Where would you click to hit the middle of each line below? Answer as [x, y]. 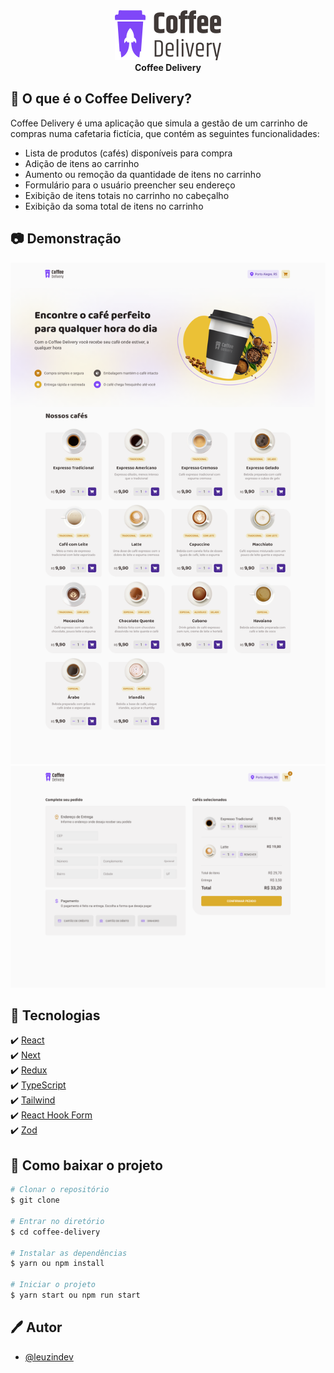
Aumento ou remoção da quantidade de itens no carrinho [143, 174]
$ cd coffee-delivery [55, 1232]
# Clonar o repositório [60, 1190]
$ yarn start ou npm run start [75, 1295]
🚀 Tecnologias [55, 1015]
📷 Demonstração [66, 239]
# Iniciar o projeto [53, 1285]
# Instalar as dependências [69, 1253]
